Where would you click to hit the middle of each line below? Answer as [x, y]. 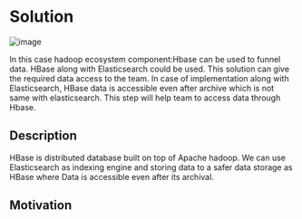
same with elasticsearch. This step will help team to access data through [145, 98]
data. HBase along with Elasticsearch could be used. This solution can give [150, 69]
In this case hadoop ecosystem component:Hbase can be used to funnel [145, 59]
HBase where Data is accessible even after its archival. [112, 176]
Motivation [41, 205]
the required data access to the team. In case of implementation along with [149, 78]
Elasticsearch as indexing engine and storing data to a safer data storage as [151, 167]
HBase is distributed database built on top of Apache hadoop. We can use [148, 157]
